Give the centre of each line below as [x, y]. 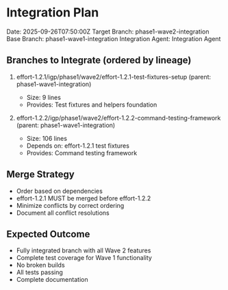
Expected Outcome [48, 234]
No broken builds [41, 265]
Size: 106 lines [47, 138]
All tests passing [39, 272]
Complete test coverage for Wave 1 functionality [84, 258]
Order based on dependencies [60, 191]
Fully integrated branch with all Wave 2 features [84, 250]
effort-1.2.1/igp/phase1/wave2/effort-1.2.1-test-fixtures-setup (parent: [114, 77]
